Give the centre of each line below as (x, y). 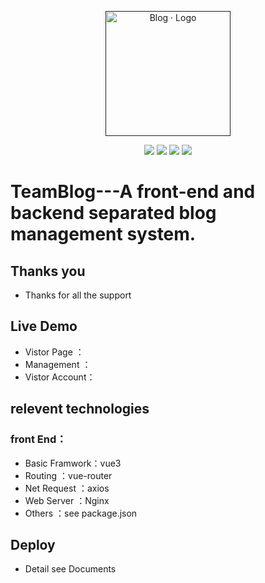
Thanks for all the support (78, 295)
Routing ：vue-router (68, 475)
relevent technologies (80, 409)
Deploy (33, 544)
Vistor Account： (60, 377)
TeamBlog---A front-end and (133, 192)
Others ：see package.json (81, 513)
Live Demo (44, 326)
